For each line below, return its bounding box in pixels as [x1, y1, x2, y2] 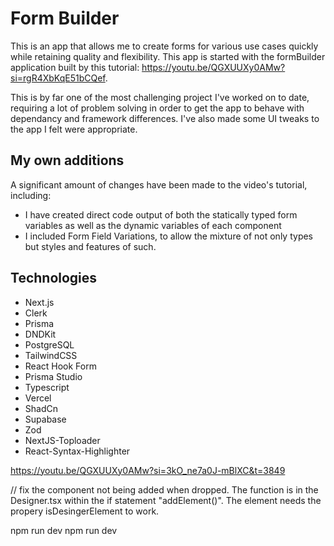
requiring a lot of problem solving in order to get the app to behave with [10, 102, 305, 114]
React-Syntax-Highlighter [24, 445, 131, 457]
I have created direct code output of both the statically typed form [24, 208, 298, 221]
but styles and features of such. [24, 240, 157, 252]
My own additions [10, 152, 125, 169]
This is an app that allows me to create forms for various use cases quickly [10, 40, 319, 52]
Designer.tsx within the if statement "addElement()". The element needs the [10, 494, 322, 506]
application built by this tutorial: [10, 61, 140, 73]
